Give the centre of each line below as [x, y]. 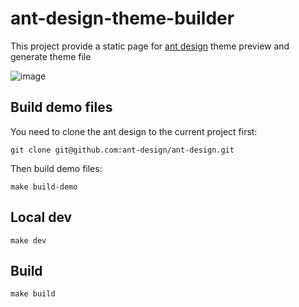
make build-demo [44, 187]
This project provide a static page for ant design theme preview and [150, 46]
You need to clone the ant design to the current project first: [134, 131]
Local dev [41, 217]
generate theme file [51, 56]
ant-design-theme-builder [122, 18]
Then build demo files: [56, 168]
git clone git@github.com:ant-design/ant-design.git [122, 150]
